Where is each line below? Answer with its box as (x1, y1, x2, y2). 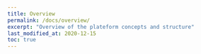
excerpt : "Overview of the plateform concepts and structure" (7, 23, 195, 30)
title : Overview (7, 10, 55, 18)
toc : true (7, 36, 37, 43)
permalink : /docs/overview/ (7, 17, 91, 24)
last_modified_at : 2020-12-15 (7, 29, 97, 37)
